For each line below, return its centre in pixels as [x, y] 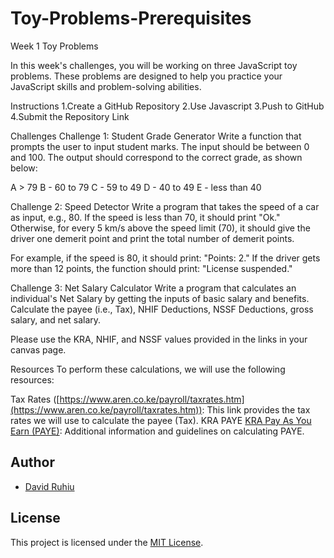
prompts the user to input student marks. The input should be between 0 [160, 146]
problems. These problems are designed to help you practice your [146, 76]
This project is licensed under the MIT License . [107, 542]
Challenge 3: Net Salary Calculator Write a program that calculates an [153, 288]
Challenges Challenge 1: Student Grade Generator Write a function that [156, 136]
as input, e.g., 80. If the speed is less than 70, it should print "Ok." [145, 217]
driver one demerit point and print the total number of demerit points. [152, 238]
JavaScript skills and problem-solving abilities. [106, 86]
